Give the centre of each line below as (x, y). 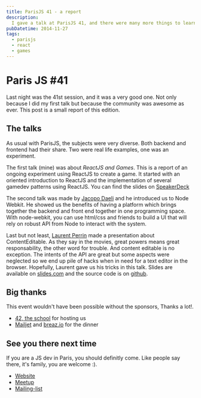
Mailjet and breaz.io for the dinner (57, 325)
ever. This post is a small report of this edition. (63, 110)
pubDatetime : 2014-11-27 (37, 28)
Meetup (25, 382)
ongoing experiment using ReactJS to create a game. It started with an (93, 174)
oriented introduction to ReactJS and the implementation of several (89, 180)
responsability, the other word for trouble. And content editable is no (90, 248)
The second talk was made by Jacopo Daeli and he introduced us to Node (98, 198)
